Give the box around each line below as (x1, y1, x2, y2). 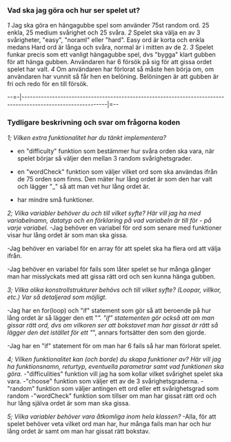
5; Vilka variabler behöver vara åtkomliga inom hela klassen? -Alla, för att (7, 412, 217, 421)
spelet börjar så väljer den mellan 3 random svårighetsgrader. (17, 154, 192, 162)
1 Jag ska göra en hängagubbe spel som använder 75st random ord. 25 (7, 21, 210, 30)
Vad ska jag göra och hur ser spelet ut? (7, 6, 140, 15)
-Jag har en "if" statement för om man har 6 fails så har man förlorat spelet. (7, 341, 222, 350)
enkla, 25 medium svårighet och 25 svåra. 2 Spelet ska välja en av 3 (7, 28, 201, 37)
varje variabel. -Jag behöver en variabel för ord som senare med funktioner (7, 223, 222, 232)
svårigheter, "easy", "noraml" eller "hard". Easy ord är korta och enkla (7, 36, 205, 44)
